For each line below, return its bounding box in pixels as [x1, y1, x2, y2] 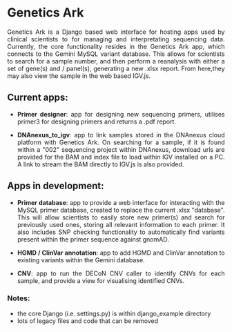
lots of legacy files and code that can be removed [17, 316, 159, 325]
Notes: [7, 293, 30, 303]
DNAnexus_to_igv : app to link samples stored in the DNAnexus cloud [17, 130, 225, 139]
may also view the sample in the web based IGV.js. [7, 71, 151, 80]
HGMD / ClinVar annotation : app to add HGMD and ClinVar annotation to [17, 248, 225, 257]
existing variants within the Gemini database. [17, 255, 145, 264]
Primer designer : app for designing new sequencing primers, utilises [17, 110, 225, 118]
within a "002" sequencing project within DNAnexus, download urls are [17, 145, 225, 153]
